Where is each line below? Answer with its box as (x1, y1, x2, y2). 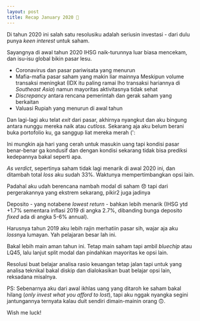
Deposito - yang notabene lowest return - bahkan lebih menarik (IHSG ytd (7, 200, 188, 208)
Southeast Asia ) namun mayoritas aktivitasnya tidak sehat (15, 85, 158, 92)
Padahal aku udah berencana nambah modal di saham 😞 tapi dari (7, 183, 168, 190)
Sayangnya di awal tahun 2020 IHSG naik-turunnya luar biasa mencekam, (7, 48, 187, 55)
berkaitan (15, 98, 39, 105)
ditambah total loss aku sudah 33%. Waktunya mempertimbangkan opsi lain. (7, 171, 195, 178)
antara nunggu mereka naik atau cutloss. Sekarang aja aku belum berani (7, 122, 184, 129)
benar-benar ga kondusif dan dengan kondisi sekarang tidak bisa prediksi (7, 147, 187, 154)
